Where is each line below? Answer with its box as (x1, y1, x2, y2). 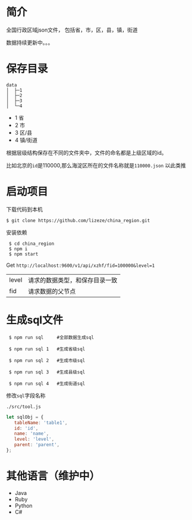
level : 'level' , (14, 436, 55, 443)
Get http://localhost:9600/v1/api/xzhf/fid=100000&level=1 (6, 261, 155, 269)
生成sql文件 (6, 313, 64, 326)
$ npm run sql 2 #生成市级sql (8, 357, 86, 363)
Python (14, 502, 33, 509)
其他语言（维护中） (6, 469, 100, 483)
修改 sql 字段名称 (6, 391, 46, 399)
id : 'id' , (14, 425, 39, 431)
